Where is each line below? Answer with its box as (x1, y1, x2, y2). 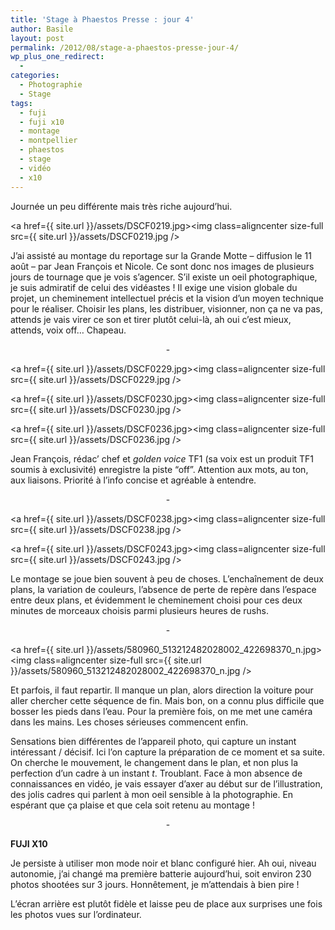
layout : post (10, 33, 65, 43)
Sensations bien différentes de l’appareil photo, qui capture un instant (10, 735, 297, 747)
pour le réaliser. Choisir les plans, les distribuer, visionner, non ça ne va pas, (10, 302, 323, 315)
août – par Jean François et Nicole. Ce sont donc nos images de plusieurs (10, 260, 315, 272)
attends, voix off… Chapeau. (10, 324, 127, 336)
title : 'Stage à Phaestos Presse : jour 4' (10, 14, 195, 25)
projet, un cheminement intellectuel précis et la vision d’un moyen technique (10, 292, 324, 304)
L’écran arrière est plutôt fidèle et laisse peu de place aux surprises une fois (10, 897, 323, 910)
